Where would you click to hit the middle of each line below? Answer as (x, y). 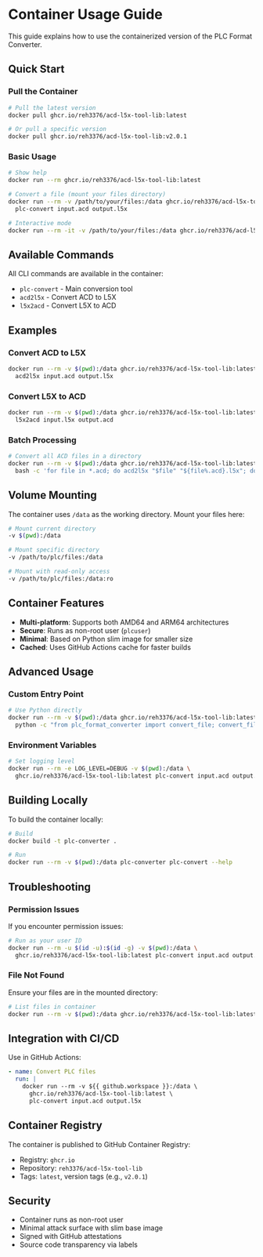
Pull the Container (43, 92)
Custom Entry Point (46, 694)
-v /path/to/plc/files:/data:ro (61, 578)
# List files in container (52, 1007)
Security (29, 1201)
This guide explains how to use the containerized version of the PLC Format (130, 36)
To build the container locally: (56, 819)
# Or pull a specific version (58, 129)
